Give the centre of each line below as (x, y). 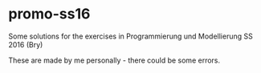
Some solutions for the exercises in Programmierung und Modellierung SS (130, 36)
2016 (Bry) (26, 44)
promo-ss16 (49, 14)
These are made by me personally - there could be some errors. (114, 60)
